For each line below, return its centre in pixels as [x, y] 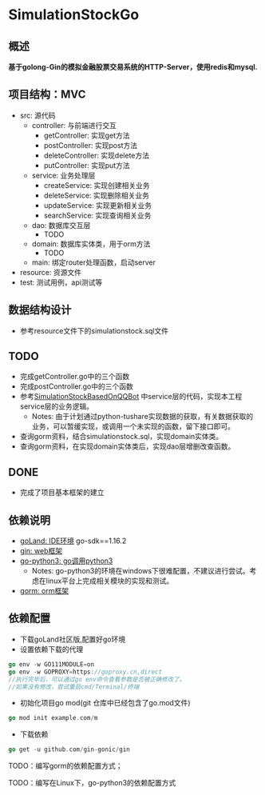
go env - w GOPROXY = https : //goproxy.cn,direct [85, 672]
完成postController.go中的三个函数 [76, 386]
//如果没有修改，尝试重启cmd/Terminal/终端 [74, 687]
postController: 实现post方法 [91, 145]
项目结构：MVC [47, 95]
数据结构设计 [40, 310]
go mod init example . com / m [53, 718]
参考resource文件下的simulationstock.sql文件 [94, 330]
